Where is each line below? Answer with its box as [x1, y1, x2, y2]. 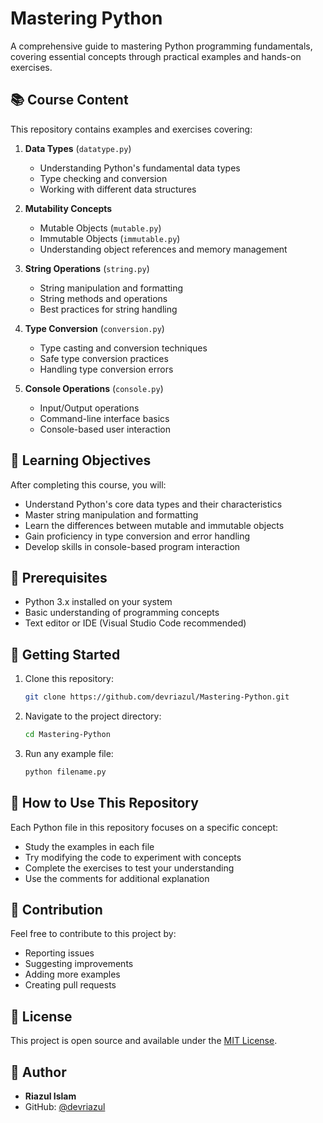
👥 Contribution [10, 902, 103, 919]
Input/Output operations [39, 402, 140, 414]
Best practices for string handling [39, 303, 178, 315]
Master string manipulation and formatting [24, 508, 199, 521]
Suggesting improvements [24, 958, 134, 970]
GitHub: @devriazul [24, 1101, 106, 1113]
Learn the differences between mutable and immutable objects [24, 519, 285, 531]
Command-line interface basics [39, 412, 170, 424]
